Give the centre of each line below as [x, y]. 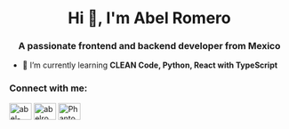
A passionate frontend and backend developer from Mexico [149, 46]
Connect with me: [48, 88]
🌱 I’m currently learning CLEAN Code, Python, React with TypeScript [150, 65]
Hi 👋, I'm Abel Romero [149, 18]
